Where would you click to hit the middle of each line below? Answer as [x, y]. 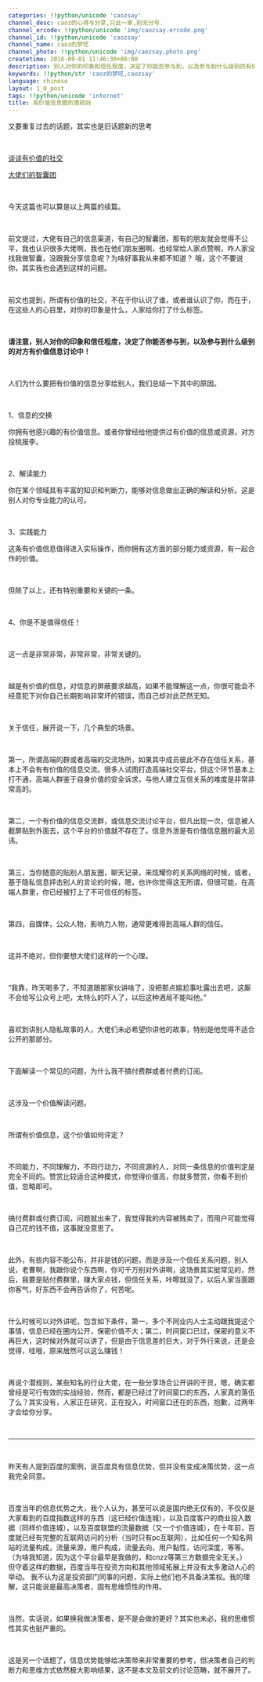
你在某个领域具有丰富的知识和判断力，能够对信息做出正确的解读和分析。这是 [131, 491]
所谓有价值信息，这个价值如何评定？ [67, 1135]
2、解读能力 [27, 474]
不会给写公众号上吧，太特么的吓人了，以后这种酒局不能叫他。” [108, 998]
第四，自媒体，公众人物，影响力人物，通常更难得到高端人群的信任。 [118, 924]
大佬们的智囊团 [32, 175]
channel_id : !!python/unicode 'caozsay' [75, 37]
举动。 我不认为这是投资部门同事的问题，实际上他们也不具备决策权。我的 [126, 1577]
